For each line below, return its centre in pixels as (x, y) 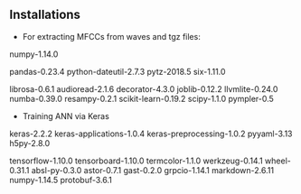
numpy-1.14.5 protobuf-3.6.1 (61, 180)
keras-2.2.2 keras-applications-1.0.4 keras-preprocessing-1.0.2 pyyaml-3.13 (151, 134)
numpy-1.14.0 (34, 54)
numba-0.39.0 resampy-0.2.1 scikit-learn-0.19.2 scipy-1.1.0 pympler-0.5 (141, 98)
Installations (45, 15)
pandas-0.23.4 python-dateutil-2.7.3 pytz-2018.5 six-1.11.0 (118, 71)
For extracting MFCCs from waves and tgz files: (111, 36)
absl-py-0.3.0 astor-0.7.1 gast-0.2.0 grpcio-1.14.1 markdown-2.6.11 (152, 170)
